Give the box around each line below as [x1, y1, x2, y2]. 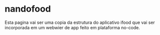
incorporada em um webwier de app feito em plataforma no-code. [4, 24, 140, 30]
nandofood [4, 3, 51, 15]
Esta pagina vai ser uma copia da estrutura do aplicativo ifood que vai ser [4, 19, 155, 25]
